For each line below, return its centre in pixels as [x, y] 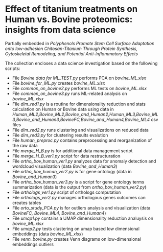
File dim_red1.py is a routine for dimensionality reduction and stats [79, 104]
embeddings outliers [33, 244]
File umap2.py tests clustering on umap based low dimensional [76, 229]
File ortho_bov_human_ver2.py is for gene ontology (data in [72, 171]
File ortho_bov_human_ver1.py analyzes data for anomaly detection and [84, 161]
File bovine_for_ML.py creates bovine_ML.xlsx [58, 83]
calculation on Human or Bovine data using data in [63, 109]
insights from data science [60, 30]
